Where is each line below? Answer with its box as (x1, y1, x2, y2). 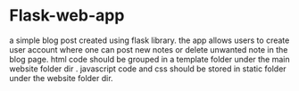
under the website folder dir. (9, 72, 113, 83)
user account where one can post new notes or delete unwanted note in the (9, 44, 288, 54)
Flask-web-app (9, 5, 125, 26)
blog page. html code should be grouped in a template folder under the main (9, 54, 290, 64)
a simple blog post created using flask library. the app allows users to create (9, 35, 290, 45)
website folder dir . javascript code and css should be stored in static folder (9, 63, 287, 74)
